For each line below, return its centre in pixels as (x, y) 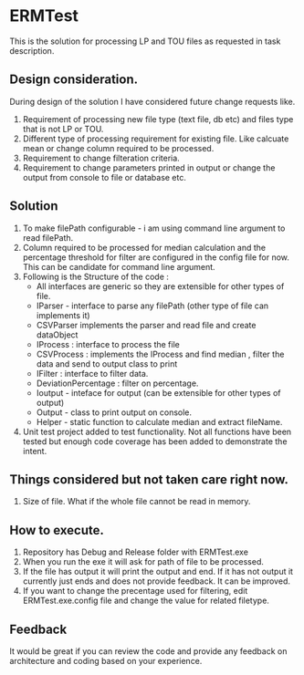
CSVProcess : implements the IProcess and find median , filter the (160, 354)
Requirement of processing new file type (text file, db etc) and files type (158, 119)
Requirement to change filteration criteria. (101, 158)
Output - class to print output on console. (114, 412)
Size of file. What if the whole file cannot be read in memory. (136, 502)
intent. (35, 451)
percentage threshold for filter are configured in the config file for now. (156, 257)
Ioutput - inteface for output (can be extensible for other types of (158, 392)
